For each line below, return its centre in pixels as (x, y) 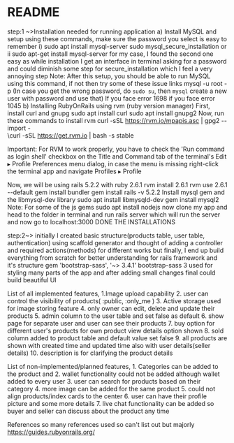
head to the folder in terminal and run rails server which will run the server (114, 215)
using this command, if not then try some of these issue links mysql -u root (115, 83)
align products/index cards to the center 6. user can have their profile (107, 396)
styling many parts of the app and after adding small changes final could (111, 273)
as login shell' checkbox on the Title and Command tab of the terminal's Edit (117, 156)
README (34, 12)
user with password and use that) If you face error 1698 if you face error (111, 98)
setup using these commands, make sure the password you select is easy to (117, 38)
